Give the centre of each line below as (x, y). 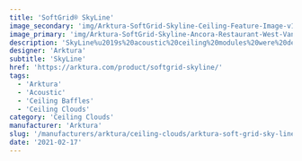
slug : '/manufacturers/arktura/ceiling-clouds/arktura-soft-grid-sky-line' (154, 134)
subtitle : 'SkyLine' (48, 59)
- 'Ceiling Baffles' (56, 101)
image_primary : (38, 34)
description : (34, 42)
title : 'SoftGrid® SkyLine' (62, 17)
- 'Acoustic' (42, 92)
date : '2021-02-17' (46, 142)
